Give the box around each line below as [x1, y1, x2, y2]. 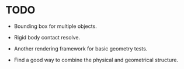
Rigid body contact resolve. [13, 34, 81, 41]
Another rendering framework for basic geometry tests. [13, 45, 148, 52]
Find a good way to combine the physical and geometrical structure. [13, 56, 179, 63]
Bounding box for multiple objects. [13, 23, 97, 30]
